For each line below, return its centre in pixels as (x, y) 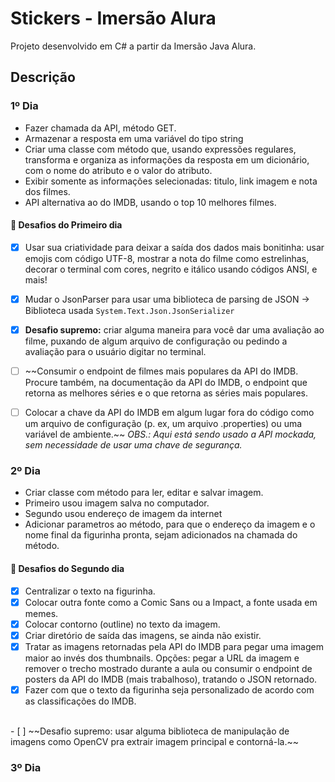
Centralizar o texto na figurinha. (90, 591)
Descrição (43, 77)
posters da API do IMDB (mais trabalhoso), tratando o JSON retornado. (171, 679)
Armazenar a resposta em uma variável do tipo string (134, 138)
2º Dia (25, 471)
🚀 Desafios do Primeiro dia (66, 225)
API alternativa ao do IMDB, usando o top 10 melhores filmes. (150, 202)
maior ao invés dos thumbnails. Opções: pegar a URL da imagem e (162, 658)
